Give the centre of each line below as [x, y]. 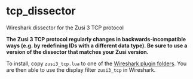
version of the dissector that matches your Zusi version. [77, 51]
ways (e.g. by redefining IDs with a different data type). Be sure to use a [97, 45]
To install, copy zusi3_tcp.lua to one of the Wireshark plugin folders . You [96, 63]
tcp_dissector [41, 11]
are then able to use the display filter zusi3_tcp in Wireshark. [81, 69]
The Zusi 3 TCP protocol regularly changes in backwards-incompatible [96, 39]
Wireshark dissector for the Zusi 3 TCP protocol [65, 28]
